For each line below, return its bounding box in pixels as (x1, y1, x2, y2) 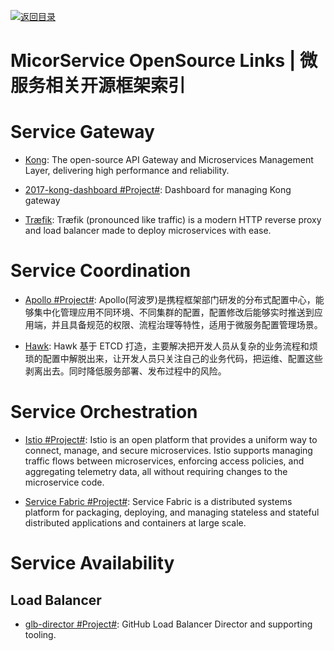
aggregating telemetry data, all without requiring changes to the (24, 466, 288, 477)
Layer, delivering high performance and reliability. (24, 165, 230, 177)
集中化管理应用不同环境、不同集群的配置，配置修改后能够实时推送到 (33, 306, 315, 319)
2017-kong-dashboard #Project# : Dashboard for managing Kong (24, 184, 292, 196)
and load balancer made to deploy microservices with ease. (24, 225, 272, 237)
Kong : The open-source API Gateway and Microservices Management (24, 154, 314, 166)
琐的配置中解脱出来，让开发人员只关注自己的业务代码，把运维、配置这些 (24, 353, 323, 365)
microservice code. (24, 476, 105, 488)
